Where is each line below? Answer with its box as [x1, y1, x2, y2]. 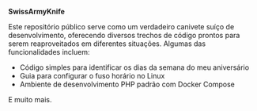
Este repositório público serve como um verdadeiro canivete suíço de [8, 22, 235, 31]
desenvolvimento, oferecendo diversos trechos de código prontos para [8, 31, 240, 40]
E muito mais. [8, 95, 52, 104]
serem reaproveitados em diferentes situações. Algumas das [8, 39, 206, 48]
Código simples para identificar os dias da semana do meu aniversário [19, 63, 250, 72]
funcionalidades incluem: [8, 48, 90, 56]
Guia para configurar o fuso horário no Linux [19, 71, 165, 80]
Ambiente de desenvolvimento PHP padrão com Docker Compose [19, 79, 235, 89]
